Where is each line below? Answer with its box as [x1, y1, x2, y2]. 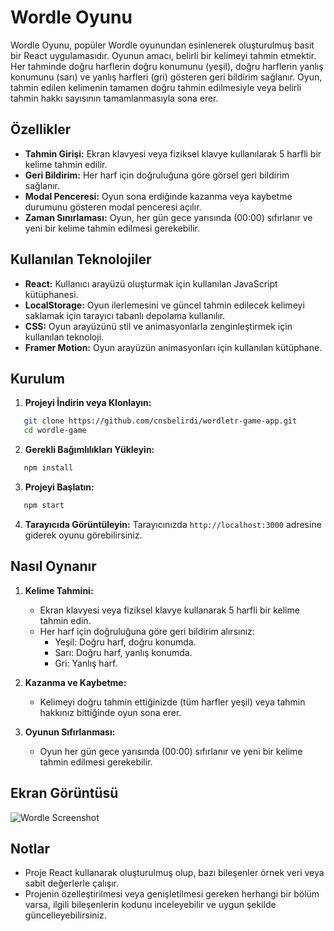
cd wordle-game [23, 426, 87, 436]
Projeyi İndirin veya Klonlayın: [24, 397, 152, 409]
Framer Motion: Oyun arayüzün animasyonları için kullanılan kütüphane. [24, 341, 323, 353]
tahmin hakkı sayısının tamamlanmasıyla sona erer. [10, 92, 219, 104]
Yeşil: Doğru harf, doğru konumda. [54, 636, 197, 648]
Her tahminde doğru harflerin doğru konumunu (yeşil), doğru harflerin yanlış [10, 60, 324, 72]
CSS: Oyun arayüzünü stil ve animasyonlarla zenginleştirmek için [24, 320, 293, 332]
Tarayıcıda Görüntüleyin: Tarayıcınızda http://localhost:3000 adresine [24, 518, 322, 530]
